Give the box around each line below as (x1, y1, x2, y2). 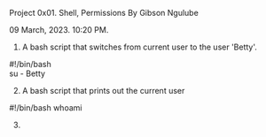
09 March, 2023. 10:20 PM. (9, 25, 109, 34)
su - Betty (9, 68, 46, 79)
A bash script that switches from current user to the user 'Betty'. (21, 42, 257, 52)
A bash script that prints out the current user (21, 86, 185, 95)
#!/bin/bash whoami (9, 103, 82, 113)
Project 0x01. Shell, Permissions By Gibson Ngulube (9, 8, 199, 18)
